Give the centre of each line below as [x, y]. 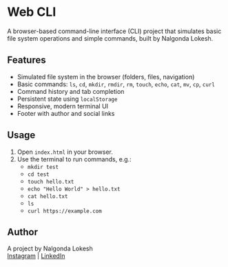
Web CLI [32, 12]
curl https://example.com [64, 211]
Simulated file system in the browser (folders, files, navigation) [106, 77]
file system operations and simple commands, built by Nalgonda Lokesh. [110, 38]
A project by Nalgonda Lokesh [50, 248]
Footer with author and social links [66, 113]
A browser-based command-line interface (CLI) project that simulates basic [114, 31]
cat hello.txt [48, 196]
